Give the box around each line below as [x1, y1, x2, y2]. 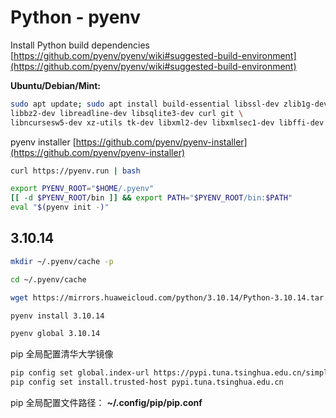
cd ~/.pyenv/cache [10, 274, 87, 285]
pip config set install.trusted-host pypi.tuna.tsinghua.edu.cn [10, 377, 284, 388]
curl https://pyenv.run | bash [10, 166, 141, 176]
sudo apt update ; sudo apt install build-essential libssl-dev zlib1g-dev [10, 99, 329, 109]
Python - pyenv [10, 6, 142, 29]
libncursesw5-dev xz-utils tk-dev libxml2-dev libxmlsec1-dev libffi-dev [10, 117, 325, 128]
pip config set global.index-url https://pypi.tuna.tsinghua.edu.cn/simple [10, 368, 333, 378]
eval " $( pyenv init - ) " [10, 202, 110, 213]
